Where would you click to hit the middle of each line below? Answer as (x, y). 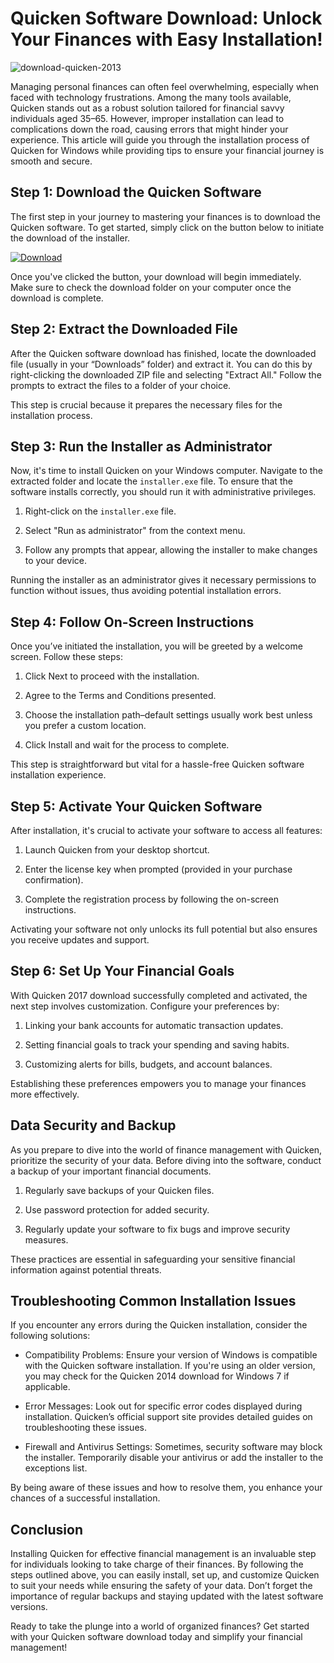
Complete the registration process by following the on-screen (151, 899)
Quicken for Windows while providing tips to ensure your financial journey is (167, 150)
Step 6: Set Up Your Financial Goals (122, 971)
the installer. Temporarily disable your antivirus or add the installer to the (174, 1458)
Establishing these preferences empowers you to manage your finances (158, 1083)
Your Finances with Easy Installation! (166, 39)
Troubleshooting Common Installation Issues (153, 1301)
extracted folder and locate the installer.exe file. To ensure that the (151, 481)
